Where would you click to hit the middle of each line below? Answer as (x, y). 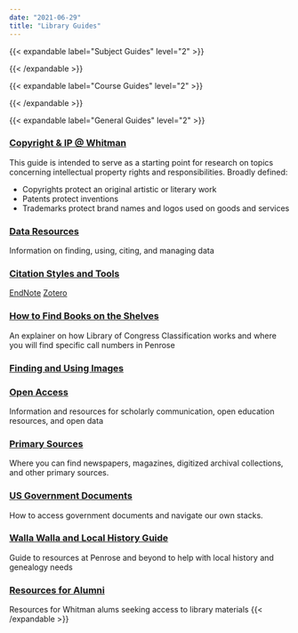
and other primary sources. (59, 473)
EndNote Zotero (38, 293)
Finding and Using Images (67, 368)
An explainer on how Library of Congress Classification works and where (143, 336)
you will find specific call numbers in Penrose (92, 345)
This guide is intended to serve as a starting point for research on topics (141, 162)
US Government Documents (71, 496)
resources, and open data (56, 420)
